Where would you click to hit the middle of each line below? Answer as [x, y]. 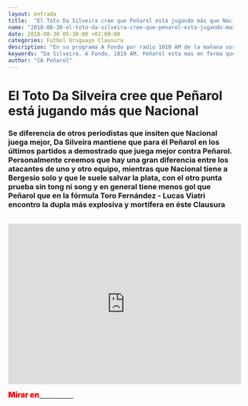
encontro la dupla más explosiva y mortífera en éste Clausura [117, 204]
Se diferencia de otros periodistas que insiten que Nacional [113, 133]
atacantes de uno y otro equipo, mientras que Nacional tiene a [118, 168]
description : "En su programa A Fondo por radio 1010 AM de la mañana [115, 47]
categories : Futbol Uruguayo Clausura [66, 41]
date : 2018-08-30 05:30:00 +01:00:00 [64, 34]
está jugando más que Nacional [104, 111]
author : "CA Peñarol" [40, 61]
